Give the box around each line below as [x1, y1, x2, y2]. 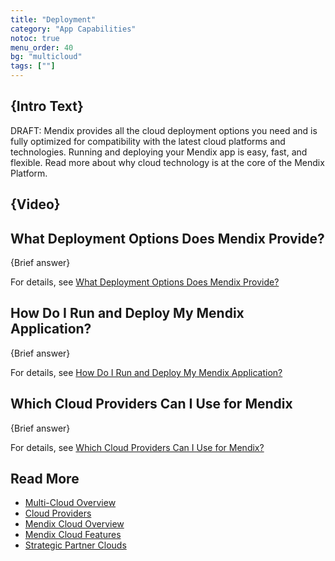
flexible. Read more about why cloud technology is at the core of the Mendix [10, 156, 325, 168]
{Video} [10, 196, 61, 213]
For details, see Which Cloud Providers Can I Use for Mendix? [10, 441, 265, 453]
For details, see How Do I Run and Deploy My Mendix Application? [10, 366, 283, 378]
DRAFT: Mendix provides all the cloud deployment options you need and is [10, 124, 318, 136]
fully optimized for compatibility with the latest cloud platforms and [10, 135, 286, 147]
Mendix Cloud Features [24, 529, 122, 541]
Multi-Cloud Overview [24, 497, 117, 509]
